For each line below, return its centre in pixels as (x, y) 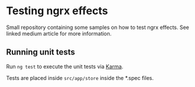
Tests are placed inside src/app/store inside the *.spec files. (80, 78)
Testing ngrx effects (57, 11)
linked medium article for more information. (59, 33)
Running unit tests (41, 52)
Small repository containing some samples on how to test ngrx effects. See (98, 27)
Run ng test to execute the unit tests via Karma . (65, 66)
